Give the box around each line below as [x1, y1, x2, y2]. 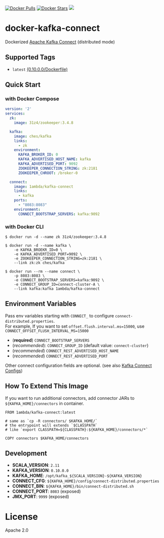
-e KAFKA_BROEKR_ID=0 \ [14, 247, 63, 252]
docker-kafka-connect [5, 23, 100, 34]
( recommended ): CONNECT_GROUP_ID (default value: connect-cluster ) [12, 342, 149, 348]
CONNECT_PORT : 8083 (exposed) [12, 489, 81, 495]
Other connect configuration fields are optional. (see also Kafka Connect [5, 362, 152, 368]
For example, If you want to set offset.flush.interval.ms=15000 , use [5, 323, 145, 329]
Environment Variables [5, 300, 77, 308]
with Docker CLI [5, 223, 44, 230]
